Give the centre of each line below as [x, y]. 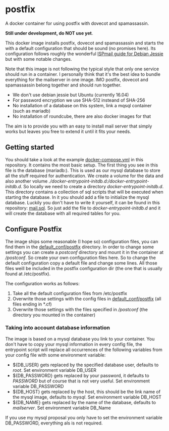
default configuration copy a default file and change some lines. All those [81, 263]
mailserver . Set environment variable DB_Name [62, 408]
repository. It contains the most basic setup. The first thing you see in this [82, 165]
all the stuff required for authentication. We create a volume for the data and [84, 176]
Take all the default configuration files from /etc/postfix [70, 293]
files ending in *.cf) [32, 304]
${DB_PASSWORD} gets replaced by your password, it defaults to [81, 375]
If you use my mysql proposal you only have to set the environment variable [84, 417]
